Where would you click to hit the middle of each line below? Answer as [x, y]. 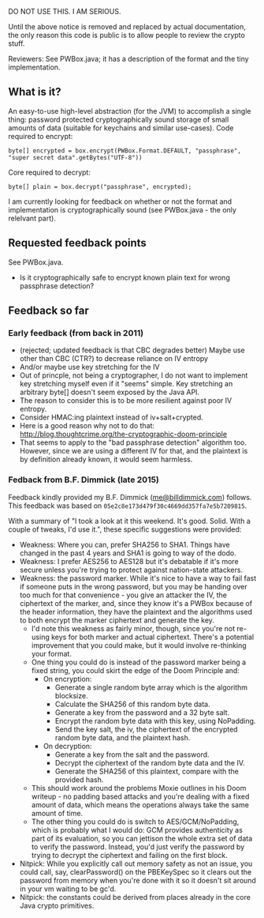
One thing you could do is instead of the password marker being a [139, 662]
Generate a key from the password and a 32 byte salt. [142, 712]
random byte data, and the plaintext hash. [123, 737]
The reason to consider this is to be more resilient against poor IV [126, 401]
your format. [52, 653]
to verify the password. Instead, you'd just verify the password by [138, 847]
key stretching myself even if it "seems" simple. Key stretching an [126, 384]
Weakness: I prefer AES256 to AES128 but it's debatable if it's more [129, 561]
